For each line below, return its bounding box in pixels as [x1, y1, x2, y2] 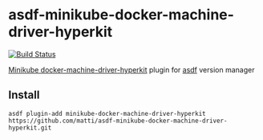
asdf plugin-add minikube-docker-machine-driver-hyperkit [8, 109, 206, 117]
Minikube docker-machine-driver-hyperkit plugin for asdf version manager [8, 64, 255, 74]
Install [8, 89, 40, 102]
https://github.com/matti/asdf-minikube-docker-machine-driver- [8, 117, 228, 125]
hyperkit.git [8, 123, 52, 132]
